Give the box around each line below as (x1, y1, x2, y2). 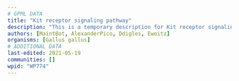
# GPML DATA (7, 10, 43, 18)
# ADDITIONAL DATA (7, 43, 62, 50)
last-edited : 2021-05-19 (7, 50, 81, 57)
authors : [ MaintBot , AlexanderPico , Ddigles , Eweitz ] (7, 30, 171, 37)
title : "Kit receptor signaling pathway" (7, 17, 132, 24)
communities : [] (7, 56, 55, 63)
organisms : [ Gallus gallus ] (7, 37, 91, 44)
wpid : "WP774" (7, 63, 50, 70)
